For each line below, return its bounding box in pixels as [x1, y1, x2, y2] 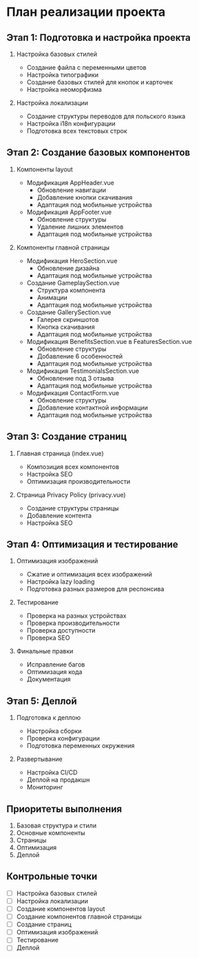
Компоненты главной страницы [16, 243, 110, 251]
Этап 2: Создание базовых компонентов [6, 146, 191, 159]
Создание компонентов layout [16, 905, 105, 912]
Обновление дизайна [36, 264, 100, 272]
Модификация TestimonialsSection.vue [26, 367, 139, 375]
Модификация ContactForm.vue [26, 388, 120, 397]
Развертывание [16, 755, 63, 763]
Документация [26, 675, 71, 684]
